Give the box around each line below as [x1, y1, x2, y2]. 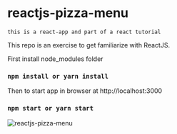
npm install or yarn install [7, 72, 109, 80]
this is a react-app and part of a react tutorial [7, 28, 161, 35]
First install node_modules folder [7, 55, 103, 63]
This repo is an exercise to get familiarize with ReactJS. [7, 40, 170, 49]
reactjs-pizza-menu [7, 5, 128, 21]
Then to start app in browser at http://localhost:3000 [7, 86, 163, 95]
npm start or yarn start [7, 104, 94, 113]
